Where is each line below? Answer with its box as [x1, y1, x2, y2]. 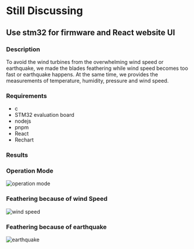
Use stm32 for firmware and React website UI [6, 28, 175, 38]
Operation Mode [6, 167, 54, 175]
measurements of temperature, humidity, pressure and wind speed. [6, 77, 169, 84]
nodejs [14, 117, 31, 124]
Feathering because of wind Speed [6, 195, 108, 203]
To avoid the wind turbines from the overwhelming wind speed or [6, 58, 164, 65]
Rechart [14, 136, 34, 143]
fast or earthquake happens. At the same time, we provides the [6, 70, 158, 78]
